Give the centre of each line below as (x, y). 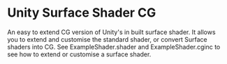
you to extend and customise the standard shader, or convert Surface (107, 39)
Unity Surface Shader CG (82, 13)
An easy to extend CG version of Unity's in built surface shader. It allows (111, 32)
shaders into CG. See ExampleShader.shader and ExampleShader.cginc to (114, 47)
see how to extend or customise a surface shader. (79, 54)
